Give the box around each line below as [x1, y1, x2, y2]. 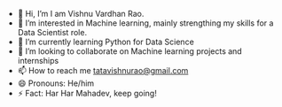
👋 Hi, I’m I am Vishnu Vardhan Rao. [17, 9, 145, 19]
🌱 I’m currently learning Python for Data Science [17, 36, 195, 47]
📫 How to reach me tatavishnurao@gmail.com [17, 65, 189, 75]
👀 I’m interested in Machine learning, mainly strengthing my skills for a [17, 18, 274, 28]
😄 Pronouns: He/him [17, 78, 95, 88]
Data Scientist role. [17, 27, 87, 37]
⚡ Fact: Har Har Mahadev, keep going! [17, 88, 157, 98]
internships [17, 56, 59, 65]
